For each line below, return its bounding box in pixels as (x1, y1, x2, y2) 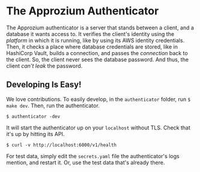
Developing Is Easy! (6, 80, 82, 90)
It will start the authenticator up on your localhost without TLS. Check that (6, 124, 190, 131)
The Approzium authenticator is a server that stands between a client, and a (6, 24, 194, 31)
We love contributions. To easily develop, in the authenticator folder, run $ (6, 95, 191, 102)
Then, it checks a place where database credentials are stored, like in (6, 43, 178, 50)
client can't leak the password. (6, 62, 83, 70)
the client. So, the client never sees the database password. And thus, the (6, 56, 189, 63)
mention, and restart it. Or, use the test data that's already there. (6, 159, 165, 166)
